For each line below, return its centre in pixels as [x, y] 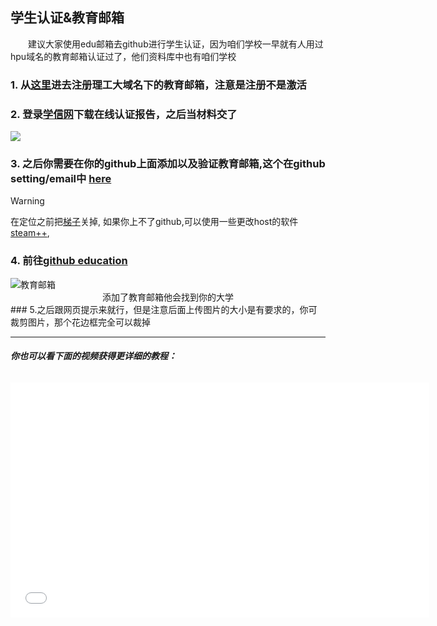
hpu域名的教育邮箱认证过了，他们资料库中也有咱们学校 [123, 56]
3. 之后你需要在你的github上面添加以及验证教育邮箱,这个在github [168, 163]
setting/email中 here [61, 178]
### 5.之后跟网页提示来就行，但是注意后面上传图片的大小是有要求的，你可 [164, 309]
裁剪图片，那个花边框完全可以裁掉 [80, 322]
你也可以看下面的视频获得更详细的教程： [93, 356]
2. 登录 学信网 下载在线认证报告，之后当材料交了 [124, 114]
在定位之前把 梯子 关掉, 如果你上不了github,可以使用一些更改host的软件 [154, 222]
